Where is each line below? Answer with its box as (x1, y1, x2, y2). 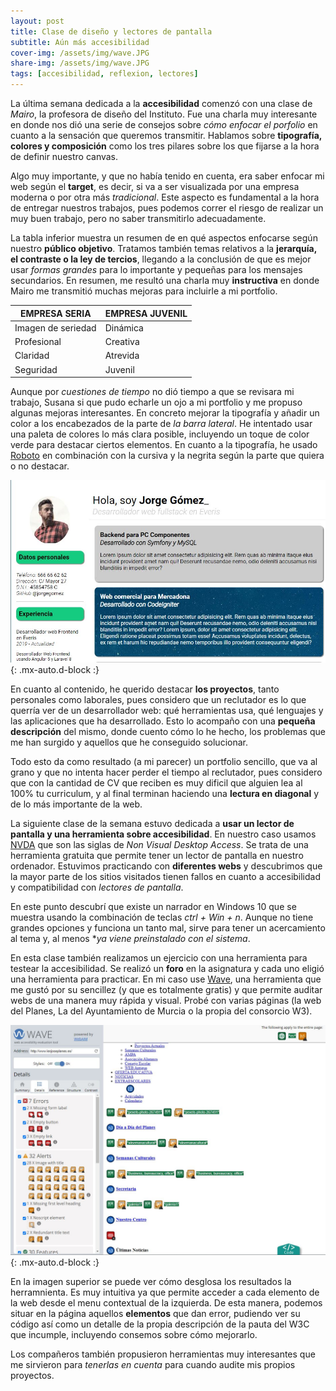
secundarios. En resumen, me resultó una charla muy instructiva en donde (10, 275, 320, 286)
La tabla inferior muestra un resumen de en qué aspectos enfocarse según (10, 232, 318, 244)
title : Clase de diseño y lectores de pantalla (10, 26, 213, 37)
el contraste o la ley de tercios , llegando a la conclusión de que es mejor (10, 253, 312, 265)
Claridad (14, 350, 50, 362)
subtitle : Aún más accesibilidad (10, 37, 150, 47)
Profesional (14, 336, 62, 347)
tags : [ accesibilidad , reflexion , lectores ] (10, 69, 199, 79)
